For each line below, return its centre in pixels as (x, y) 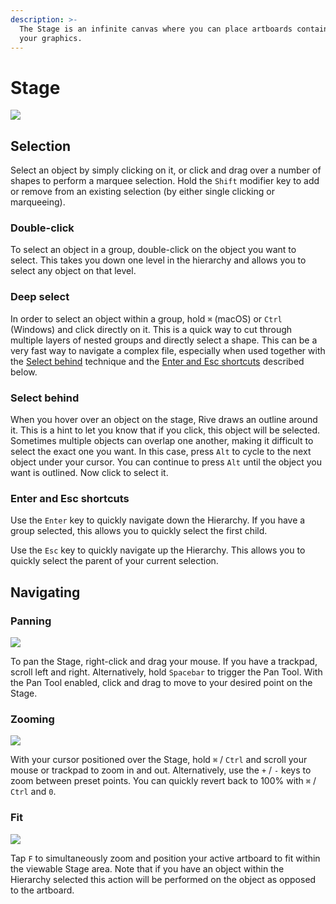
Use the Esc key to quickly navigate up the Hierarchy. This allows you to (158, 550)
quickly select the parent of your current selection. (114, 561)
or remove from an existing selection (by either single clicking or (142, 192)
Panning (31, 621)
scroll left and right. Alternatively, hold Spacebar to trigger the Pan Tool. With (166, 672)
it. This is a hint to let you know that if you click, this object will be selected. (165, 430)
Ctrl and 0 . (33, 792)
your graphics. (51, 38)
